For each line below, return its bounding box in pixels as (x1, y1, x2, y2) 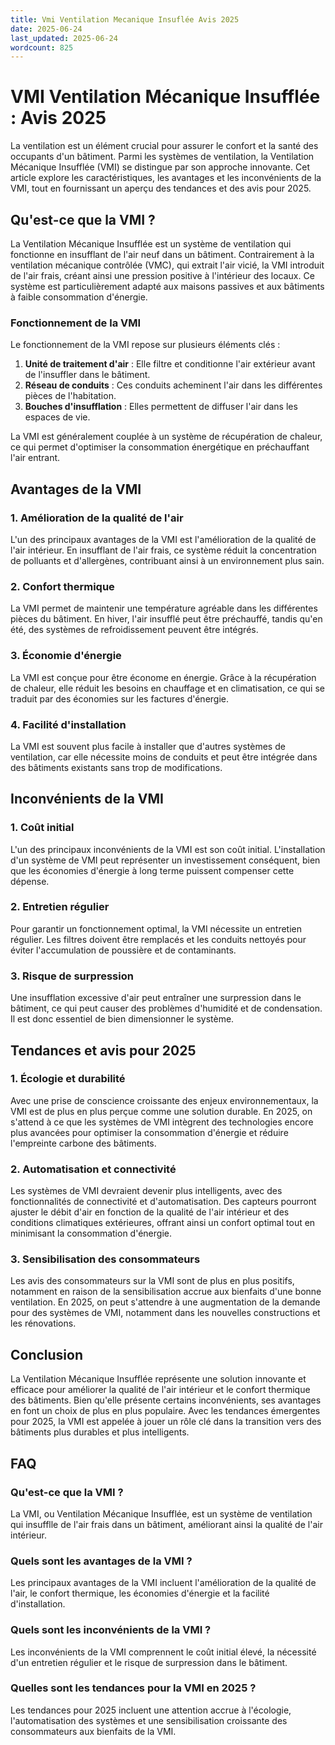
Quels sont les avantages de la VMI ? (10, 1554, 193, 1568)
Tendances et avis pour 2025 (10, 1042, 197, 1059)
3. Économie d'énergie (10, 649, 122, 663)
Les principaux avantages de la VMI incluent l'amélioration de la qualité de (10, 1577, 317, 1589)
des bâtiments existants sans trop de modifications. (10, 761, 223, 773)
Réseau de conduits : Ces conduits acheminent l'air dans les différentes (24, 379, 323, 391)
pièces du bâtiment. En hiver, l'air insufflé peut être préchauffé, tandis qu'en (10, 613, 323, 625)
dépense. (10, 875, 50, 887)
